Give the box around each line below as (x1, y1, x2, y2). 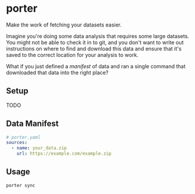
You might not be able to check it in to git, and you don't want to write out (6, 39, 184, 46)
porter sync (6, 182, 35, 188)
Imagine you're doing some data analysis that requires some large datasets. (6, 32, 190, 39)
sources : (6, 140, 28, 146)
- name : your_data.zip (11, 145, 67, 151)
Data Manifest (6, 119, 59, 129)
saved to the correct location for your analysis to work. (6, 51, 139, 58)
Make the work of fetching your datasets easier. (6, 21, 122, 28)
